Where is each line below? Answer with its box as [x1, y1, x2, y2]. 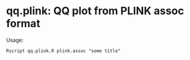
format [6, 17, 40, 30]
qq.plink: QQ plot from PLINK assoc [6, 4, 184, 18]
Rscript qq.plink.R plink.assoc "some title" [6, 48, 121, 54]
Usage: [6, 36, 24, 43]
